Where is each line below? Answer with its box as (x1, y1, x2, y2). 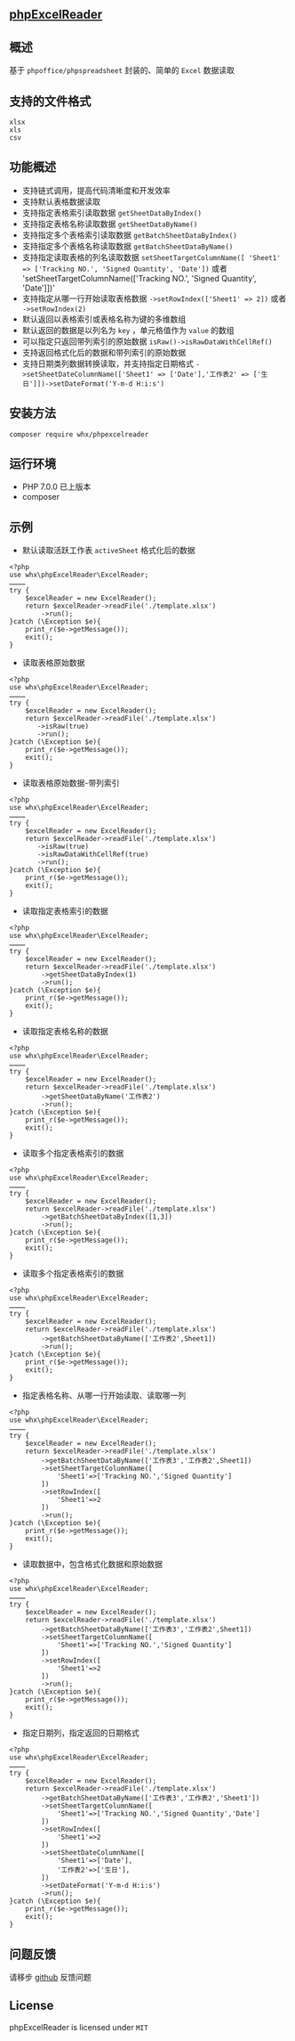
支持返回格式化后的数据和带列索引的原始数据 (21, 347, 187, 357)
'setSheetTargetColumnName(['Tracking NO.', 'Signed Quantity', (21, 273, 257, 283)
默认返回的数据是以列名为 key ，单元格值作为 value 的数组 (21, 324, 235, 335)
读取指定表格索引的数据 (21, 906, 108, 917)
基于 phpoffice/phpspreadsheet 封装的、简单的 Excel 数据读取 (9, 65, 235, 76)
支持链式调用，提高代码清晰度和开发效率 (21, 184, 171, 195)
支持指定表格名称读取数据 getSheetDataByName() (21, 218, 198, 229)
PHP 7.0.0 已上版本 (21, 481, 92, 493)
